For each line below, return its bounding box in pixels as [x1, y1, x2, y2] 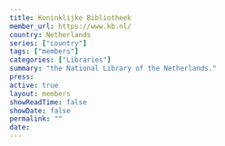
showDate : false [9, 106, 71, 115]
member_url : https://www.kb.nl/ [9, 22, 132, 31]
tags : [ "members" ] [9, 47, 79, 56]
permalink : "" [9, 114, 64, 123]
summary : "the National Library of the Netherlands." [9, 64, 218, 73]
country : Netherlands [9, 30, 92, 39]
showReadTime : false [9, 97, 88, 107]
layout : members [9, 89, 71, 98]
